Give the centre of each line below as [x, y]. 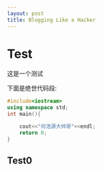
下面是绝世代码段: [32, 88]
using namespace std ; [38, 108]
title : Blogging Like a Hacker [51, 20]
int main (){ [24, 114]
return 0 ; [33, 133]
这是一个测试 [25, 73]
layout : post [26, 13]
